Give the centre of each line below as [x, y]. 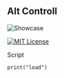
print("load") [28, 67]
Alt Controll [32, 11]
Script [15, 55]
